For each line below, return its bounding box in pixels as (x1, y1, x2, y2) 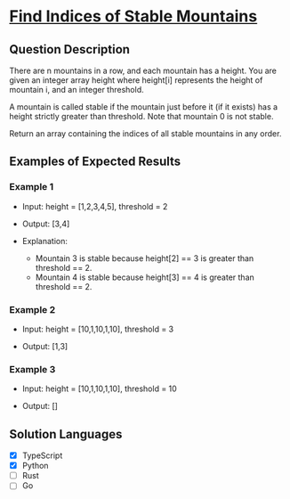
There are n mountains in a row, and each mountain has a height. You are (9, 65, 278, 76)
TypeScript (21, 450, 63, 461)
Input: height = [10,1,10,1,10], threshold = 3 (21, 323, 174, 334)
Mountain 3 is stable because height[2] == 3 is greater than (35, 252, 254, 264)
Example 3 (9, 363, 56, 375)
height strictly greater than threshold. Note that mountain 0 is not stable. (9, 111, 274, 121)
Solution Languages (9, 426, 123, 442)
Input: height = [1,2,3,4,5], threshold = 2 (21, 200, 168, 211)
